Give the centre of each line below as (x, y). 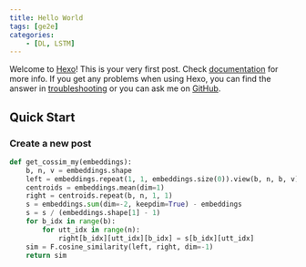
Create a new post (51, 143)
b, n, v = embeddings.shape (79, 170)
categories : (32, 35)
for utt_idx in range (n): (92, 230)
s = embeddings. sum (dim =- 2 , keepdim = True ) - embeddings (134, 205)
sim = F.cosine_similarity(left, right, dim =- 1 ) (120, 247)
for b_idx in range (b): (71, 221)
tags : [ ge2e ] (34, 26)
